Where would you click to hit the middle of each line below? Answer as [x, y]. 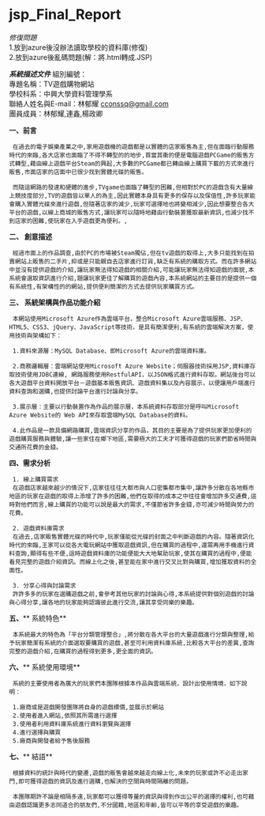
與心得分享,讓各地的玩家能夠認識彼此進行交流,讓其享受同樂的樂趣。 [103, 603]
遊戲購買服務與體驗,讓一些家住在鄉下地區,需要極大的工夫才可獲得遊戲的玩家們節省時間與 [133, 439]
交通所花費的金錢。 [35, 447]
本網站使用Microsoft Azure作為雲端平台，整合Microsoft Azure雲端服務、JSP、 [129, 319]
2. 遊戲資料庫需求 [38, 528]
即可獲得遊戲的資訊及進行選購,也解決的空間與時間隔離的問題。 [105, 781]
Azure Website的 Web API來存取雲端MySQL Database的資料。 [100, 415]
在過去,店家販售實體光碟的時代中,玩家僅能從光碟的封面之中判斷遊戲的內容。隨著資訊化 [133, 536]
